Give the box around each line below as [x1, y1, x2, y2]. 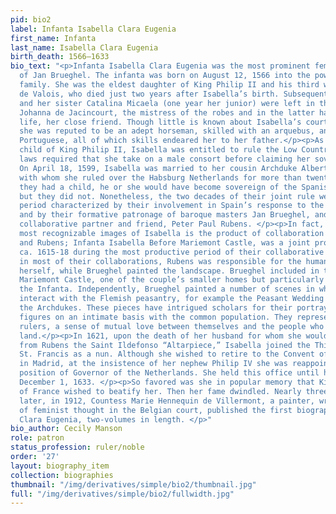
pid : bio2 [10, 14, 52, 25]
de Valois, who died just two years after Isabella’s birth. [19, 89, 280, 99]
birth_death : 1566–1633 [10, 52, 110, 62]
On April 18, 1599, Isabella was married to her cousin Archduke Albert [19, 163, 329, 173]
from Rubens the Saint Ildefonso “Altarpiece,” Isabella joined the [19, 340, 311, 350]
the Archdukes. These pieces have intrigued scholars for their [19, 303, 293, 313]
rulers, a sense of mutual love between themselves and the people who [19, 321, 325, 331]
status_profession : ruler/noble [10, 442, 145, 453]
